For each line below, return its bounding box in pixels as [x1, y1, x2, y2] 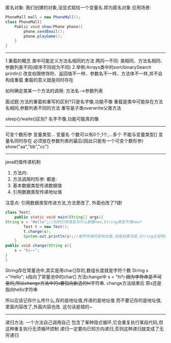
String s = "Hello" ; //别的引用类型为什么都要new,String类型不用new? [5, 219, 142, 225]
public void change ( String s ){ [5, 243, 72, 249]
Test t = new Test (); [23, 224, 70, 229]
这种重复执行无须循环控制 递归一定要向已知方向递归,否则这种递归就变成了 [5, 326, 159, 332]
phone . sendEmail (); [23, 29, 65, 34]
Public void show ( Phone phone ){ [14, 24, 83, 29]
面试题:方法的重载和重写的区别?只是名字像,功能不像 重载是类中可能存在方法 [5, 99, 163, 105]
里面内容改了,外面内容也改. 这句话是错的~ [5, 303, 93, 310]
